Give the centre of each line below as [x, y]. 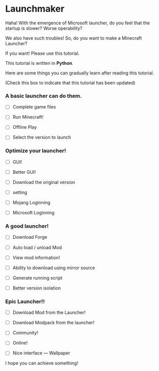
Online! [20, 343]
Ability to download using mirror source [54, 268]
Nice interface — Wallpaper [41, 353]
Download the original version [44, 182]
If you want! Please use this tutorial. [43, 53]
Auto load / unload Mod [37, 247]
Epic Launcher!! [25, 301]
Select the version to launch [42, 137]
